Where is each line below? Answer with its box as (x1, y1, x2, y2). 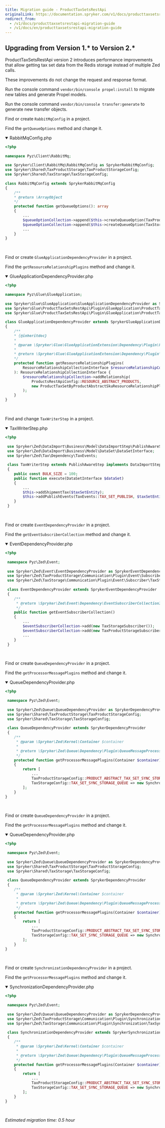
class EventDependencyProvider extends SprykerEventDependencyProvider (7, 587, 157, 592)
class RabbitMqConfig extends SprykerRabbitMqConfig (5, 181, 115, 186)
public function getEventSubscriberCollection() (14, 610, 115, 615)
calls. (5, 67, 16, 73)
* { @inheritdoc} (14, 333, 48, 338)
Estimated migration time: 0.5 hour (5, 1117, 75, 1123)
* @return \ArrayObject (14, 195, 63, 200)
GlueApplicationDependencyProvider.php (9, 274, 93, 280)
